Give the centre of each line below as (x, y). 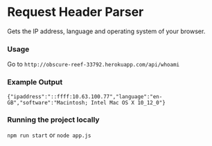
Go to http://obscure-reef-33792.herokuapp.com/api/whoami (94, 64)
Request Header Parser (76, 12)
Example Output (35, 82)
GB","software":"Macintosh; (48, 102)
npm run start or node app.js (49, 135)
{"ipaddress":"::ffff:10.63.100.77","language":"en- (85, 97)
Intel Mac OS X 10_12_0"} (129, 102)
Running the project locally (53, 120)
